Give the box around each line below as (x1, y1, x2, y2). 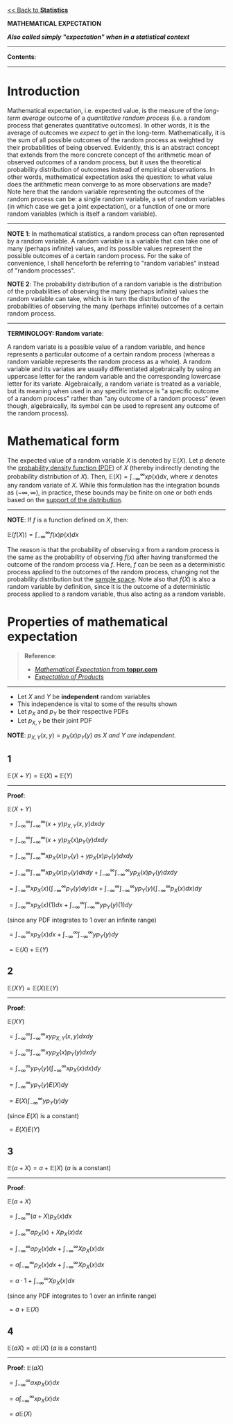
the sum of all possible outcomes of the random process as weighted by (7, 135, 214, 144)
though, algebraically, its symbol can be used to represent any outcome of (7, 402, 220, 410)
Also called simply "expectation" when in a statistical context (7, 33, 190, 41)
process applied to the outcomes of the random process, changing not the (7, 567, 220, 576)
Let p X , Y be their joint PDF (17, 716, 92, 726)
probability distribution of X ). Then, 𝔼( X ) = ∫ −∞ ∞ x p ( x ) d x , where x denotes (7, 471, 218, 482)
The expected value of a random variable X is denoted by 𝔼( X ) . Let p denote (7, 456, 225, 464)
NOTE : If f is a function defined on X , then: (7, 516, 129, 524)
